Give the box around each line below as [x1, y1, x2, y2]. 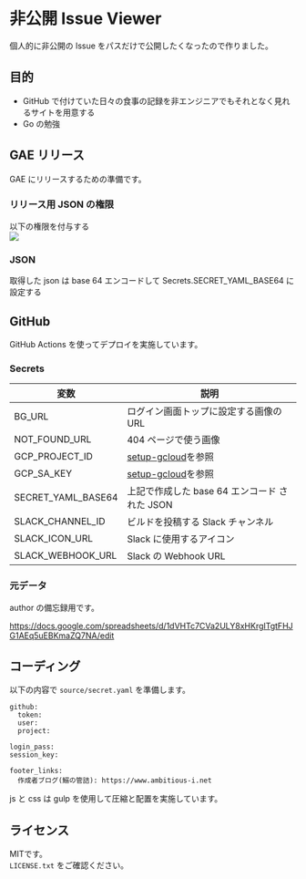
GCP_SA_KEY [14, 467, 73, 480]
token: [17, 710, 43, 720]
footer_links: [9, 767, 64, 776]
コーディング [9, 658, 81, 674]
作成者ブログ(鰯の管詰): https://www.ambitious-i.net [17, 776, 212, 785]
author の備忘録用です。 [9, 602, 100, 613]
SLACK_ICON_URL [14, 533, 94, 545]
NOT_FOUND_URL [14, 433, 92, 446]
